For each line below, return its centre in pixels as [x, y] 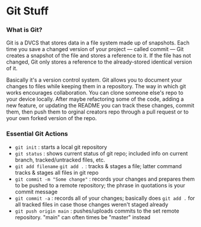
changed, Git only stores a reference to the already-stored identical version [99, 62]
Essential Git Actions [37, 134]
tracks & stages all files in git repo [57, 172]
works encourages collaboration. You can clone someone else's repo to [95, 93]
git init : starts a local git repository [61, 147]
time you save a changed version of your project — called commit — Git [95, 49]
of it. [12, 68]
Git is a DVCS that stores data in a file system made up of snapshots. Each [98, 43]
